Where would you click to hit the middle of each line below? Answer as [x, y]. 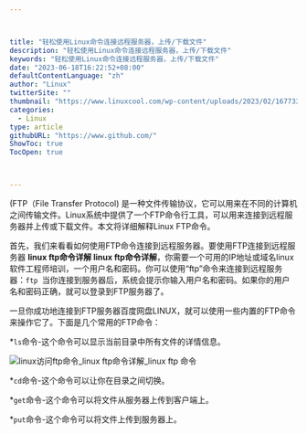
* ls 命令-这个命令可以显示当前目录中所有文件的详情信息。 [117, 342]
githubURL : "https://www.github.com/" [83, 135]
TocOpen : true [37, 153]
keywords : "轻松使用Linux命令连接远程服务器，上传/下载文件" [114, 59]
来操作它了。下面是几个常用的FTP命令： [85, 322]
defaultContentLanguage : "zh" [67, 76]
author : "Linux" [40, 85]
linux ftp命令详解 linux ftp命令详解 [92, 257]
